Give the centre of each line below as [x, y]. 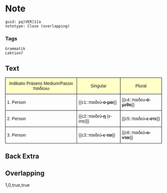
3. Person [16, 135]
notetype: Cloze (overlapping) [38, 26]
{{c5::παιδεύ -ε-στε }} [141, 119]
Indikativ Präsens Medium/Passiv [41, 84]
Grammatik [15, 49]
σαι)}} [84, 121]
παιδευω [41, 89]
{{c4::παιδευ [133, 100]
